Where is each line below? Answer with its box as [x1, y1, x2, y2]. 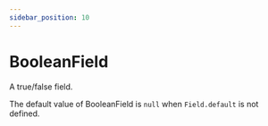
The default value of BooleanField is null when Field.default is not [9, 98, 259, 109]
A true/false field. [9, 81, 73, 92]
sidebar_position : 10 [9, 13, 90, 22]
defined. [9, 108, 40, 119]
